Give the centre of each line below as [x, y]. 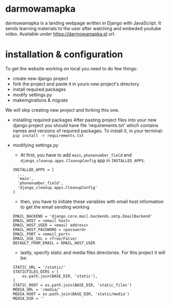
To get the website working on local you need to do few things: [71, 68]
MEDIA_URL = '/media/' [37, 289]
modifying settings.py [35, 145]
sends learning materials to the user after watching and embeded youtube [83, 28]
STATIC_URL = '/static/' [39, 267]
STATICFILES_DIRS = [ [35, 272]
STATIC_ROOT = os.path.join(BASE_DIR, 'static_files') [72, 285]
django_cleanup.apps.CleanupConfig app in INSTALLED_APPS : [82, 160]
